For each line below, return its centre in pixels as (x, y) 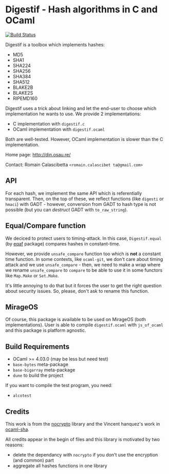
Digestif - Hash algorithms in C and (81, 10)
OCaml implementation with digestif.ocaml (59, 129)
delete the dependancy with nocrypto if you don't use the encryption (85, 455)
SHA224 (22, 65)
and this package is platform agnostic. (46, 330)
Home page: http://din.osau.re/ (38, 154)
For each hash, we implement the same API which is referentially (74, 193)
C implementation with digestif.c (49, 124)
